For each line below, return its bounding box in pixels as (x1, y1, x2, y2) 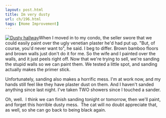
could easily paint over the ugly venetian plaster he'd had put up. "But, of (5, 40, 156, 46)
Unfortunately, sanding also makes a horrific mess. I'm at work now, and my (5, 76, 161, 82)
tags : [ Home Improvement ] (5, 21, 59, 26)
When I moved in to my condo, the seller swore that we (39, 35, 152, 41)
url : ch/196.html (5, 16, 41, 21)
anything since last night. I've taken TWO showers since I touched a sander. (5, 87, 161, 93)
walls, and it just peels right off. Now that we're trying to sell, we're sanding (5, 56, 160, 62)
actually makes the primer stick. (5, 67, 71, 73)
